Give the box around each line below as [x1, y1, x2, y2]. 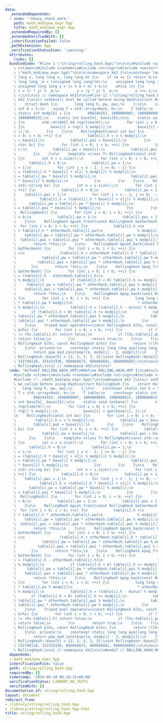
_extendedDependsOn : [9, 12, 51, 16]
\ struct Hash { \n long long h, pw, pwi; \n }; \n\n [14, 102, 147, 107]
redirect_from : [5, 697, 36, 702]
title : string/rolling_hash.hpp [5, 711, 70, 716]
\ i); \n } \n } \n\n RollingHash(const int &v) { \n [14, 129, 145, 134]
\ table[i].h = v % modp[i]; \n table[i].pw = [14, 418, 149, 423]
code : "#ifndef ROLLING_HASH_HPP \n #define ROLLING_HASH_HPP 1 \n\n [9, 368, 147, 373]
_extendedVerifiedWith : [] [9, 34, 64, 39]
